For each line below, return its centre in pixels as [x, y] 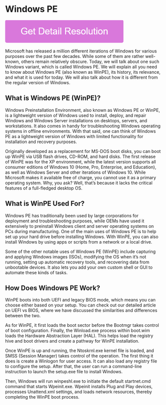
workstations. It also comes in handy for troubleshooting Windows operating [83, 126]
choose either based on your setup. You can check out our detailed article [81, 305]
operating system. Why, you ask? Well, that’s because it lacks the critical [79, 183]
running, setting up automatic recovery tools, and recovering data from [77, 262]
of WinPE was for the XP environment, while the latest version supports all [81, 161]
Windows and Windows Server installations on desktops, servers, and [76, 120]
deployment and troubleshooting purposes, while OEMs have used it [75, 221]
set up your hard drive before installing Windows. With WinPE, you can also [82, 237]
